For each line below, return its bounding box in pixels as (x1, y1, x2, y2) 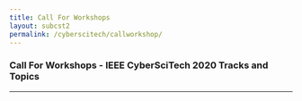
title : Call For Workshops (9, 13, 111, 22)
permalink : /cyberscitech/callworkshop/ (9, 29, 164, 38)
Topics (9, 71, 40, 83)
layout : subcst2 (9, 21, 70, 30)
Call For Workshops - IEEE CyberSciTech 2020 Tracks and (9, 59, 269, 72)
